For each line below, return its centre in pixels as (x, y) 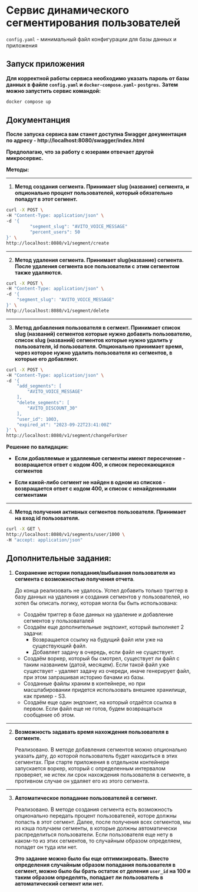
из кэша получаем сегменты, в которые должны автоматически (96, 828)
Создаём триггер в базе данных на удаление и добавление (98, 614)
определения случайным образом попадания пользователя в (95, 865)
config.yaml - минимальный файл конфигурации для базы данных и (91, 39)
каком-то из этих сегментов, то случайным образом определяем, (98, 841)
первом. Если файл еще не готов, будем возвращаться (93, 708)
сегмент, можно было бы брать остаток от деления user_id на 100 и (103, 871)
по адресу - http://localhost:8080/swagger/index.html (75, 141)
